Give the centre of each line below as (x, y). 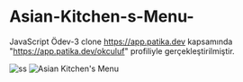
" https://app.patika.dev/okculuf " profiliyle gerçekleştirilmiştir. (122, 50)
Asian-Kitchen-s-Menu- (102, 17)
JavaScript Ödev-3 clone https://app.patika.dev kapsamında (121, 41)
